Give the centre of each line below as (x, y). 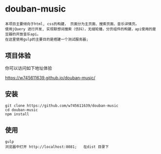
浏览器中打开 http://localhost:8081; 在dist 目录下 (57, 147)
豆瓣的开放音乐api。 (23, 34)
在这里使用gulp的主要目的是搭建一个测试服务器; (47, 40)
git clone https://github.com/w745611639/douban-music (62, 106)
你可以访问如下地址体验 (28, 68)
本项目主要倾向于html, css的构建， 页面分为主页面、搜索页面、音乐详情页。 (72, 24)
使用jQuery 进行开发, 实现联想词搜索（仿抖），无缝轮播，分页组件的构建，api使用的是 (81, 29)
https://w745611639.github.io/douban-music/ (50, 77)
